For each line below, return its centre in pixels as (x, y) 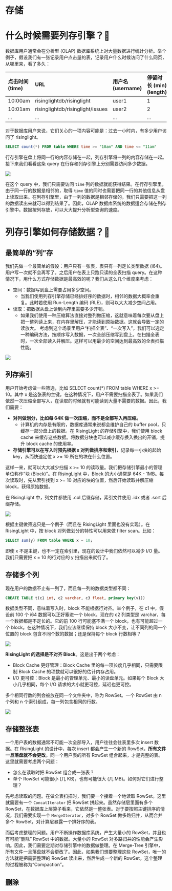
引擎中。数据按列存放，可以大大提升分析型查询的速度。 (63, 210)
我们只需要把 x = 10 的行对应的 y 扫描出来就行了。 (58, 557)
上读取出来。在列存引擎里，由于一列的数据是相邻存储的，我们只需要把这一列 (86, 197)
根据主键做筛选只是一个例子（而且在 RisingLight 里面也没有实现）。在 (78, 524)
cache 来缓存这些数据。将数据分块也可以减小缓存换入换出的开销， (90, 437)
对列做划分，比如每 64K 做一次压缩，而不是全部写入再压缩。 (77, 418)
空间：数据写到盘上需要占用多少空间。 (53, 290)
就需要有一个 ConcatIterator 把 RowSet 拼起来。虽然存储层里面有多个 (79, 802)
